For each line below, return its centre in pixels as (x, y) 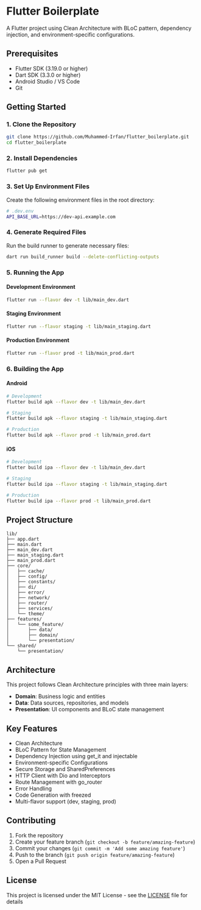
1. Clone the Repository (41, 124)
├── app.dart (23, 539)
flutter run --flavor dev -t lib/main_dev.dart (68, 300)
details (15, 901)
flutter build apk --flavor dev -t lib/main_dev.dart (76, 402)
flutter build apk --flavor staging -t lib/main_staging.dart (87, 419)
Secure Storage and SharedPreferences (65, 769)
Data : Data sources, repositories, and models (72, 703)
